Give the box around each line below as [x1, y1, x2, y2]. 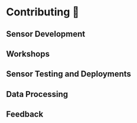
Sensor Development [6, 29, 86, 39]
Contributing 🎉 [6, 5, 80, 19]
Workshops [6, 48, 50, 59]
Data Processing [6, 89, 68, 99]
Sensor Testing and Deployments [6, 69, 132, 79]
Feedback [6, 109, 44, 119]
